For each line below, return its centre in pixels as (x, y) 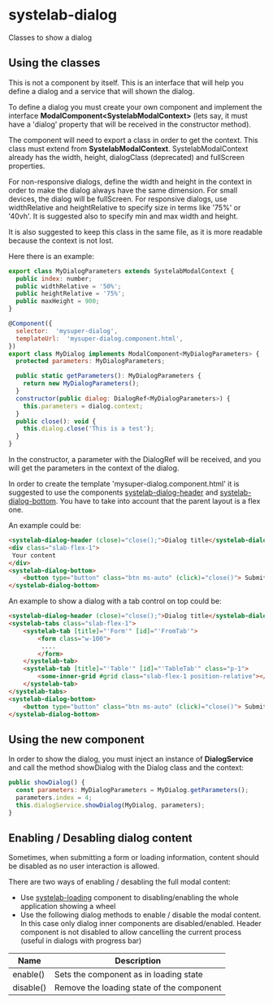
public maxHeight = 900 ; (58, 301)
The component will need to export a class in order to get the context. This (133, 140)
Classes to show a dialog (50, 37)
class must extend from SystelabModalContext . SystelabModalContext (128, 149)
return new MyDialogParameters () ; (81, 383)
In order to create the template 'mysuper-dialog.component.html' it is (124, 484)
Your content (34, 555)
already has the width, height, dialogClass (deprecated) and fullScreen (127, 157)
